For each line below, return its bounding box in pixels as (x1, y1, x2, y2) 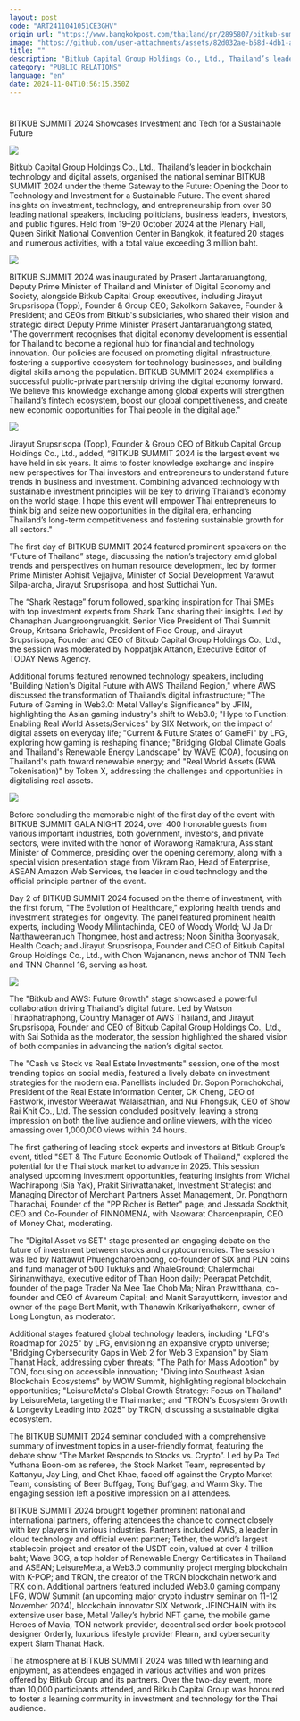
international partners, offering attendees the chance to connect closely (9, 1515, 274, 1525)
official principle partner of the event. (9, 875, 146, 886)
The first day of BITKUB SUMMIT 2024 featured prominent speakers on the (9, 541, 287, 552)
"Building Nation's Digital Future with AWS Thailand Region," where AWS (9, 680, 276, 690)
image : (9, 38, 34, 47)
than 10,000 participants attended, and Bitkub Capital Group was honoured (9, 1683, 285, 1694)
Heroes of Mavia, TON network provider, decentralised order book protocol (9, 1618, 286, 1630)
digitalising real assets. (9, 774, 94, 786)
